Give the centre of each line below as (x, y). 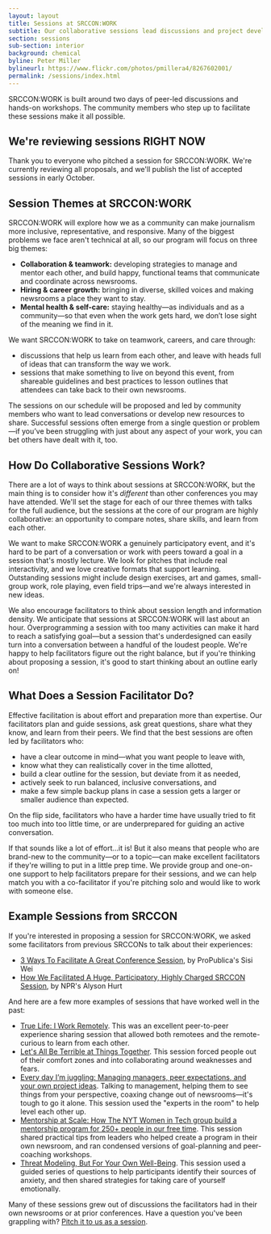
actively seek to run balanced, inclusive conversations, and (118, 782)
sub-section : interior (46, 46)
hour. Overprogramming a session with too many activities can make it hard (134, 627)
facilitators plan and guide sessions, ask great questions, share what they (130, 724)
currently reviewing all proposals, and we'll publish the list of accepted (125, 170)
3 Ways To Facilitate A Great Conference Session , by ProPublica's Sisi (136, 960)
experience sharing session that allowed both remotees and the (126, 1034)
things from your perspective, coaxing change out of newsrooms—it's (136, 1094)
